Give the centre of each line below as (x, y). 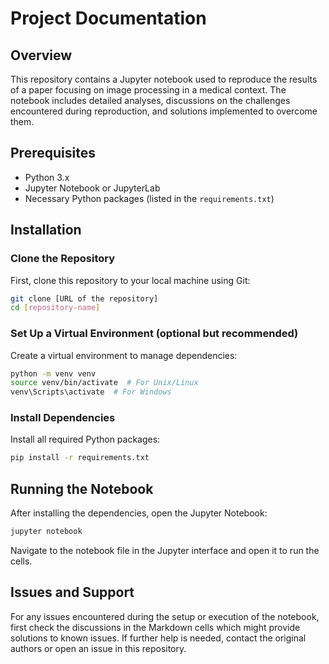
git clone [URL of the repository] (84, 298)
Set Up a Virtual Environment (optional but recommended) (154, 334)
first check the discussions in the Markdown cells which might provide (155, 627)
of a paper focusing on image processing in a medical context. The (148, 90)
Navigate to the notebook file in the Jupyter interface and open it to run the (165, 551)
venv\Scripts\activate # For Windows (91, 392)
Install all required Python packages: (85, 439)
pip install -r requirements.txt (80, 458)
